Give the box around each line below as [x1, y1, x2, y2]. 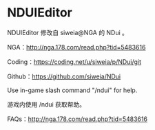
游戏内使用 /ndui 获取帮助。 [7, 100, 86, 108]
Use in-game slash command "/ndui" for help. [7, 86, 138, 94]
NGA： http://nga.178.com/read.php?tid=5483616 [7, 43, 146, 51]
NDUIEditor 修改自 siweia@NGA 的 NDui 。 [7, 28, 129, 36]
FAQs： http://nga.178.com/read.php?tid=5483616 [7, 115, 148, 123]
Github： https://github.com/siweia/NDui [7, 72, 121, 80]
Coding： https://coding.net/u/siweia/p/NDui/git [7, 57, 142, 66]
